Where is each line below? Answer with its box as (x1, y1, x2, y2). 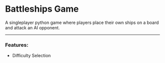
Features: (5, 42, 28, 48)
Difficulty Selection (12, 53, 51, 59)
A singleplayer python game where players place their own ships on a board (5, 20, 159, 25)
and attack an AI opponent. (5, 24, 60, 30)
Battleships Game (5, 3, 79, 15)
